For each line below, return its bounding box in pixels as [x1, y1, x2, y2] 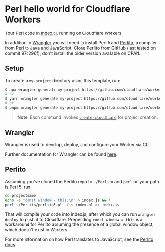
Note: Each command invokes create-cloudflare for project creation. [17, 114, 158, 120]
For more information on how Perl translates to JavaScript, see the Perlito [5, 236, 154, 242]
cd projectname [5, 193, 36, 198]
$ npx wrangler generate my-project [5, 87, 80, 92]
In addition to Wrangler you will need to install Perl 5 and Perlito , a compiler [5, 39, 157, 45]
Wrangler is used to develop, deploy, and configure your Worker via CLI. [5, 141, 151, 147]
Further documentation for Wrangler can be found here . [5, 151, 118, 157]
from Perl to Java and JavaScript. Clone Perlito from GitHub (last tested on [5, 45, 156, 51]
